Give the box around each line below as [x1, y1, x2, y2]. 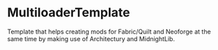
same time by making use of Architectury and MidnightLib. [7, 34, 176, 42]
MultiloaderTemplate [7, 5, 130, 21]
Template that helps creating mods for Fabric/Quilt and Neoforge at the [7, 27, 211, 36]
